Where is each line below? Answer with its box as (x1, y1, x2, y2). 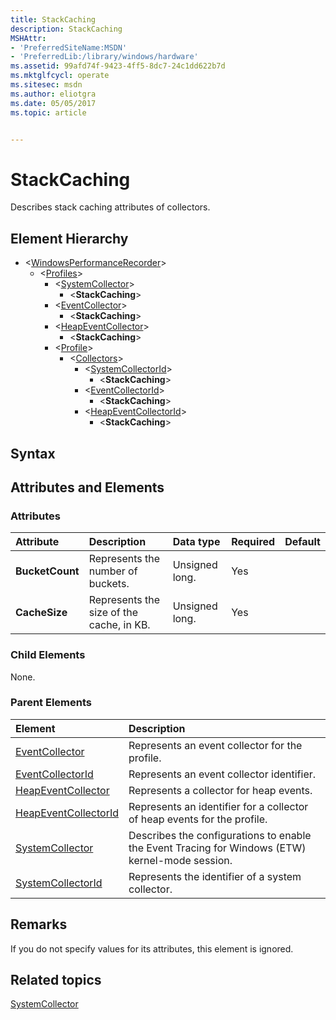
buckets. (88, 577, 130, 591)
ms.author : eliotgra (10, 89, 97, 99)
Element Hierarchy (10, 230, 129, 247)
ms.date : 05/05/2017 (10, 98, 97, 108)
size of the (88, 606, 139, 620)
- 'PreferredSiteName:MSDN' (10, 42, 128, 53)
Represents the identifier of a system (128, 869, 302, 883)
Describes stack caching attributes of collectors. (10, 201, 211, 213)
